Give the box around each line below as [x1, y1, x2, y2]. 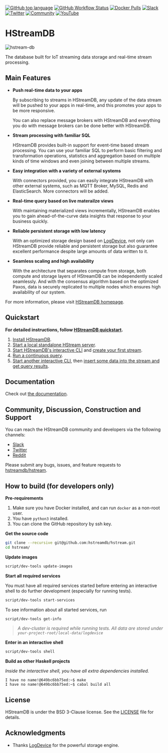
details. [5, 714, 21, 720]
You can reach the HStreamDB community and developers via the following [5, 426, 161, 432]
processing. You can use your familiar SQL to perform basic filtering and [12, 147, 162, 153]
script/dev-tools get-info [5, 616, 62, 622]
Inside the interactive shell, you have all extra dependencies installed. [5, 668, 149, 674]
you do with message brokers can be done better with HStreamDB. [12, 122, 151, 128]
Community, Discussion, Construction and [5, 405, 141, 414]
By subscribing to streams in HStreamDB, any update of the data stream [12, 97, 162, 103]
